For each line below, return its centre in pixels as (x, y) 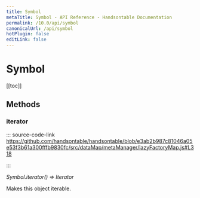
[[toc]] (14, 86)
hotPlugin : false (28, 34)
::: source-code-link (31, 135)
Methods (23, 104)
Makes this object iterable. (39, 188)
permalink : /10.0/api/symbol (42, 23)
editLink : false (26, 39)
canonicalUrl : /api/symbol (40, 28)
